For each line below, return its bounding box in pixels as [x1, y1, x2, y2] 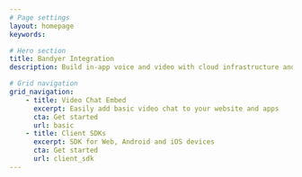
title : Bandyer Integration [9, 55, 115, 64]
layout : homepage [9, 22, 75, 31]
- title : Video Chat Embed [25, 95, 127, 104]
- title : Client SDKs [25, 129, 106, 138]
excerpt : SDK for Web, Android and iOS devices [32, 137, 216, 146]
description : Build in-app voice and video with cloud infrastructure [9, 63, 280, 72]
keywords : [9, 30, 47, 39]
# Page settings [9, 13, 70, 22]
